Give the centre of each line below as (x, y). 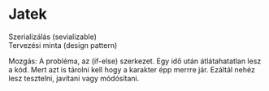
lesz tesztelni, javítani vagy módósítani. (74, 78)
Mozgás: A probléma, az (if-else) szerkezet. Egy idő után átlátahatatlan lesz (135, 61)
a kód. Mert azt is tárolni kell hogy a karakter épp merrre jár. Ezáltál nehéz (132, 69)
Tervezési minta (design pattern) (63, 45)
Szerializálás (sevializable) (53, 37)
